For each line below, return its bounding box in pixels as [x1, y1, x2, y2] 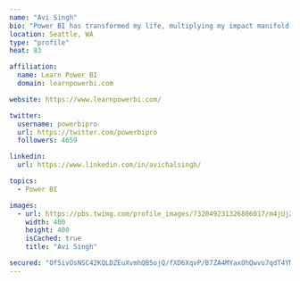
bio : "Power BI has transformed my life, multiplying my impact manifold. [9, 21, 294, 30]
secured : [9, 259, 42, 268]
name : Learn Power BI [17, 70, 98, 80]
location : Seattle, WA [9, 29, 94, 38]
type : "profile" [9, 37, 70, 47]
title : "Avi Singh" [25, 243, 98, 252]
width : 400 [25, 218, 66, 227]
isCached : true [25, 234, 82, 244]
